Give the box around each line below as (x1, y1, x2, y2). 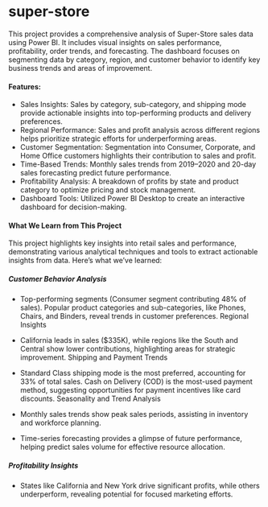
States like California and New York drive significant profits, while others (19, 481, 260, 491)
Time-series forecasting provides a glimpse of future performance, (19, 434, 243, 443)
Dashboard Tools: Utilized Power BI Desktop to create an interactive (19, 194, 245, 204)
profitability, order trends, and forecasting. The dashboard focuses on (8, 46, 240, 56)
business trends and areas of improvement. (8, 63, 153, 72)
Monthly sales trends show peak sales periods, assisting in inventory (19, 410, 249, 419)
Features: (8, 81, 42, 91)
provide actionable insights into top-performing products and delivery (19, 108, 252, 118)
